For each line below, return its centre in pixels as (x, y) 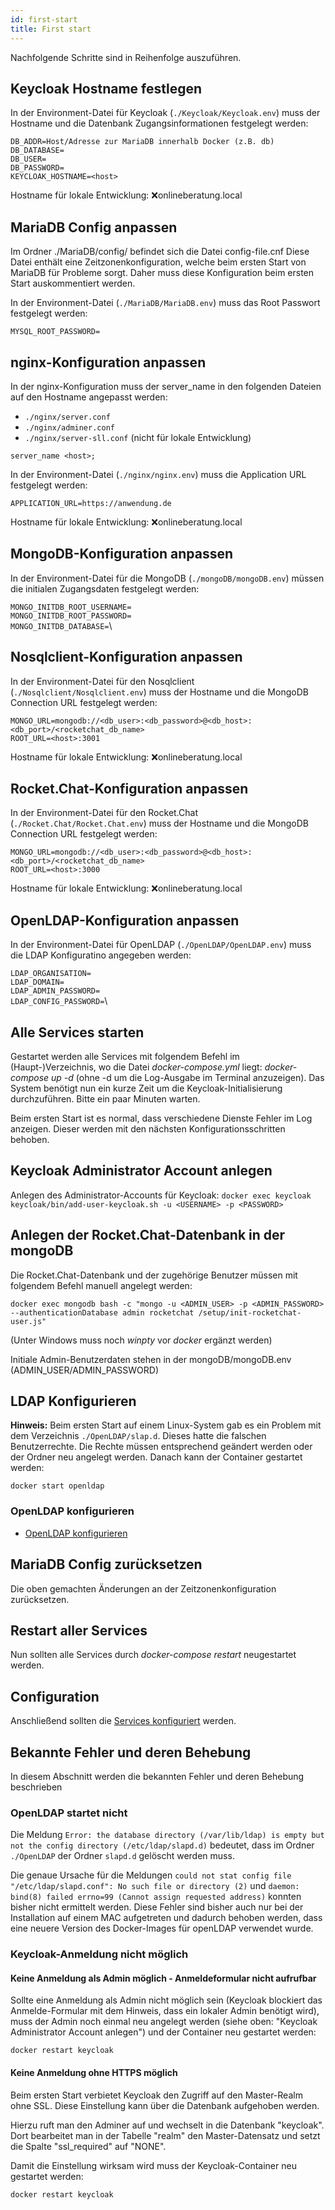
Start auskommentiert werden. (73, 283)
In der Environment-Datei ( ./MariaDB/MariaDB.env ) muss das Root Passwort (165, 303)
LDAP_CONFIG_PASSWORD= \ (59, 1001)
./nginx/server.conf (67, 417)
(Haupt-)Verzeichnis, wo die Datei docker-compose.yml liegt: (136, 1067)
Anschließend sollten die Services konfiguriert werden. (123, 1721)
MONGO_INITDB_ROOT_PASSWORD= (71, 616)
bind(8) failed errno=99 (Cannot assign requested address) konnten (156, 1897)
